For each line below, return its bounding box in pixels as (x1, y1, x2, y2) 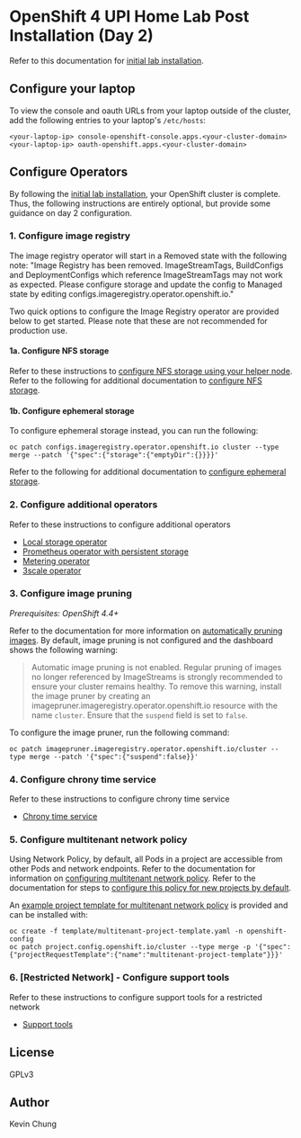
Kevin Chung (9, 1118, 57, 1130)
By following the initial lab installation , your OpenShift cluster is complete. (9, 188, 281, 199)
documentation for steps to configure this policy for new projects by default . (9, 883, 292, 893)
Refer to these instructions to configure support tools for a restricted (9, 991, 263, 1002)
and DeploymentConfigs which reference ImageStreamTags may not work (9, 269, 283, 280)
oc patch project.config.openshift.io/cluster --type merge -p (9, 943, 252, 952)
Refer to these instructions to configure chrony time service (9, 793, 230, 804)
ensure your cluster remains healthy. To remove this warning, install (31, 681, 282, 692)
